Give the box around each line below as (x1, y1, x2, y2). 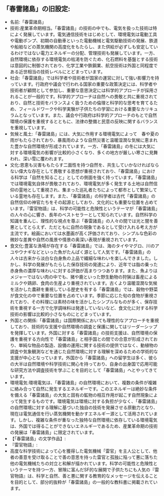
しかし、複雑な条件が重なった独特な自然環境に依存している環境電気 (18, 417, 158, 423)
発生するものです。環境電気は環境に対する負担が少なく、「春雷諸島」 (18, 398, 158, 404)
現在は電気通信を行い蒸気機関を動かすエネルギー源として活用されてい (9, 410, 154, 416)
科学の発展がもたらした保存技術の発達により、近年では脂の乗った (23, 261, 158, 267)
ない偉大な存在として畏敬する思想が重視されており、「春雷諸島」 (9, 168, 143, 174)
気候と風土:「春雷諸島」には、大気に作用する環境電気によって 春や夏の (9, 131, 159, 137)
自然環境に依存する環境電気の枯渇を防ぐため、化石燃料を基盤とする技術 (9, 56, 158, 62)
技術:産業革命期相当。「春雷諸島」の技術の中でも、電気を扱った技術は (9, 25, 153, 31)
